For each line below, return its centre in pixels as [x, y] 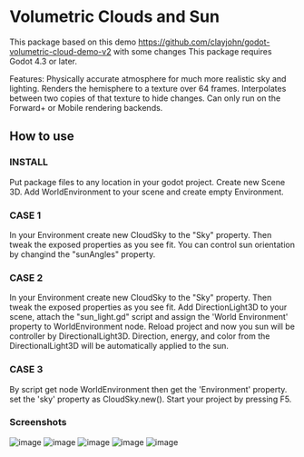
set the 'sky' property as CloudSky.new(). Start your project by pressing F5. [151, 399]
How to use [42, 137]
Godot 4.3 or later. [44, 61]
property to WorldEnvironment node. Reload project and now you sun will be [152, 327]
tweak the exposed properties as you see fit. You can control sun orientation [152, 244]
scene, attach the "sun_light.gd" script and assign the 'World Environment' [149, 317]
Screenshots [38, 422]
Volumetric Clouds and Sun [115, 17]
